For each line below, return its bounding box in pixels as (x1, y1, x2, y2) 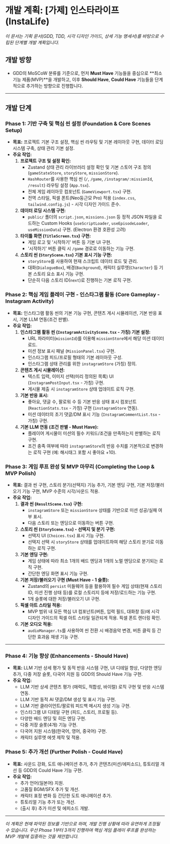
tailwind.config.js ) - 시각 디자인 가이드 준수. (27, 201, 121, 208)
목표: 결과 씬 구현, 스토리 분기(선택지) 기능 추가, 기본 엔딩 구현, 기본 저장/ (12, 482, 156, 488)
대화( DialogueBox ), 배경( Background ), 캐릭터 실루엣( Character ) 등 (27, 264, 158, 271)
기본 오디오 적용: (20, 621, 53, 627)
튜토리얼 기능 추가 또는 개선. (20, 798, 76, 805)
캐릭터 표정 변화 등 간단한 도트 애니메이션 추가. (20, 792, 112, 798)
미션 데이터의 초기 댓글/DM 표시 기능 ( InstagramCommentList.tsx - (27, 411, 161, 417)
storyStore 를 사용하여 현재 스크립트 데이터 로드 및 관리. (27, 258, 138, 264)
